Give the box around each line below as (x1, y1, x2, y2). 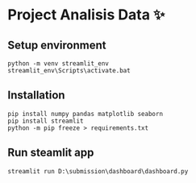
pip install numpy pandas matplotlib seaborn (7, 110, 163, 118)
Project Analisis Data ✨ (7, 6, 165, 24)
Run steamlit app (7, 146, 94, 160)
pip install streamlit (7, 117, 84, 125)
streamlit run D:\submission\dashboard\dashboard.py (7, 167, 189, 175)
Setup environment (7, 38, 106, 52)
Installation (7, 89, 65, 102)
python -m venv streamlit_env (7, 60, 110, 68)
